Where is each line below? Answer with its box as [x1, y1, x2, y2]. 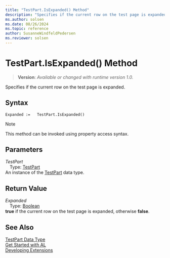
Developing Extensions [5, 247, 53, 253]
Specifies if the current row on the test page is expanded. [5, 84, 125, 90]
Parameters [5, 145, 43, 154]
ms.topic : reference [5, 26, 49, 31]
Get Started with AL [5, 242, 47, 248]
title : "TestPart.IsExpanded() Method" [5, 7, 90, 13]
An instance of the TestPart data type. [5, 169, 84, 176]
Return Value [5, 184, 47, 193]
